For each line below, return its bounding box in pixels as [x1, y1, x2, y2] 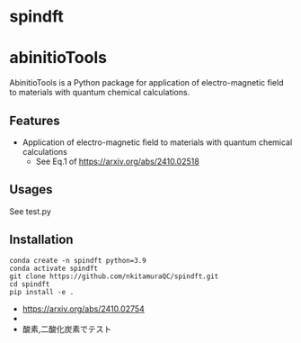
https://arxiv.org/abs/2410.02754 [22, 303, 146, 314]
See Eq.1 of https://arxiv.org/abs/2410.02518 [35, 156, 199, 167]
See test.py [9, 205, 52, 217]
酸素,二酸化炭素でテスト [22, 323, 112, 334]
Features [9, 113, 60, 128]
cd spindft [9, 279, 50, 289]
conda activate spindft [9, 264, 99, 273]
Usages [9, 182, 53, 197]
